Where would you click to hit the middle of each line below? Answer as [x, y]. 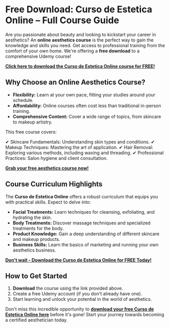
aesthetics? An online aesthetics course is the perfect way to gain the [80, 40]
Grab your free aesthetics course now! [47, 168]
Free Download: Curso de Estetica [79, 9]
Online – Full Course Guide [62, 20]
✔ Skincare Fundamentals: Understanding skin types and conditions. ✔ [80, 141]
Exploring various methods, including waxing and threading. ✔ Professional [84, 153]
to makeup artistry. [32, 122]
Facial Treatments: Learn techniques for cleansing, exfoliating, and [83, 212]
